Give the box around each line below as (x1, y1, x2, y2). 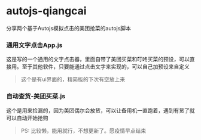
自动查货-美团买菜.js (6, 92, 66, 101)
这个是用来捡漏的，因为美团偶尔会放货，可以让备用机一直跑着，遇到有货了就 (6, 107, 195, 114)
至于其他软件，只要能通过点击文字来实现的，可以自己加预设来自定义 (22, 63, 190, 70)
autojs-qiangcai (6, 4, 87, 18)
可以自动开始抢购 (6, 114, 48, 122)
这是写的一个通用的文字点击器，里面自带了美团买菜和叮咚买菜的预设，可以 (6, 55, 190, 63)
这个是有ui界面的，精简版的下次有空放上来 (20, 76, 126, 83)
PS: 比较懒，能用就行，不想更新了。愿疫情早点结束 (20, 127, 147, 134)
